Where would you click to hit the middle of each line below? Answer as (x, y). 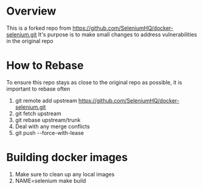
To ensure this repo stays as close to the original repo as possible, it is (94, 82)
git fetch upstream (38, 113)
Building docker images (67, 158)
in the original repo (30, 41)
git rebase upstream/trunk (48, 120)
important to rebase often (38, 89)
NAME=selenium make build (50, 180)
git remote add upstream (46, 100)
